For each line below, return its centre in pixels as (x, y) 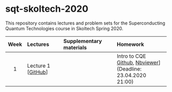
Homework (131, 44)
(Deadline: (129, 68)
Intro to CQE (132, 56)
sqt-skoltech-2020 (47, 9)
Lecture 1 (39, 65)
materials (75, 48)
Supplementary (83, 41)
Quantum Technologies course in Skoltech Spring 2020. (64, 28)
